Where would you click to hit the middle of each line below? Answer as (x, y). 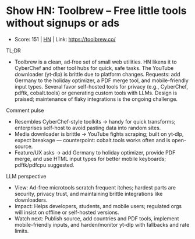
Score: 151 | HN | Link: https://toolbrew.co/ (65, 39)
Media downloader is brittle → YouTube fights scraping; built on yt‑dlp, (99, 134)
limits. (22, 231)
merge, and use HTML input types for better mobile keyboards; (90, 159)
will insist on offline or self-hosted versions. (67, 212)
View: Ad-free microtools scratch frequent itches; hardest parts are (95, 187)
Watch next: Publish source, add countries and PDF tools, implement (97, 218)
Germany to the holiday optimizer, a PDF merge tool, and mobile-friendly (102, 80)
